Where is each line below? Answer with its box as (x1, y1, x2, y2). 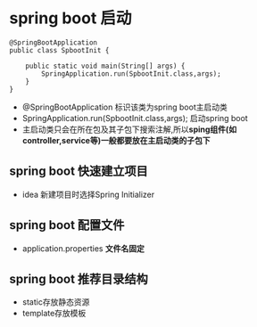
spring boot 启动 (9, 8, 132, 29)
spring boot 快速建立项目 (9, 164, 149, 179)
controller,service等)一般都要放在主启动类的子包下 (21, 135, 211, 145)
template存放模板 (21, 308, 87, 319)
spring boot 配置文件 (9, 217, 125, 233)
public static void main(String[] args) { (25, 61, 186, 70)
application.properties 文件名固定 (21, 242, 145, 254)
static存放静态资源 (21, 297, 90, 307)
